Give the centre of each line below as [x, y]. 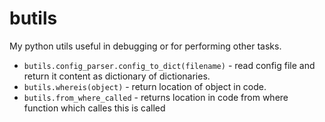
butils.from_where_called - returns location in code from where [156, 97]
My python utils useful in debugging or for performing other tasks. [145, 46]
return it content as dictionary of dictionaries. [117, 76]
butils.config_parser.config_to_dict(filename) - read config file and [169, 65]
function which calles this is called [94, 108]
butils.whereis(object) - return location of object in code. [145, 86]
